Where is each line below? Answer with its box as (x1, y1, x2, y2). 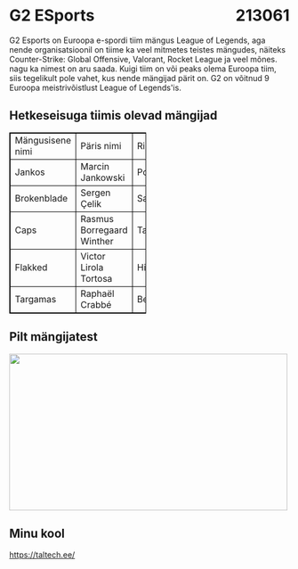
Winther (80, 235, 114, 247)
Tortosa (80, 272, 113, 284)
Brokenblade (14, 192, 68, 204)
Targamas (14, 293, 57, 305)
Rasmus (80, 212, 114, 225)
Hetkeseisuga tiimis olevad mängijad (9, 108, 218, 123)
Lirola (80, 260, 104, 273)
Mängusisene (14, 134, 72, 146)
